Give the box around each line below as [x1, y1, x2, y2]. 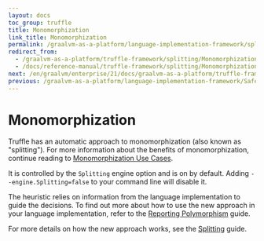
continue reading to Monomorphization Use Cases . [8, 154, 174, 163]
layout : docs [8, 11, 51, 20]
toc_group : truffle [8, 19, 72, 27]
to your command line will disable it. [90, 177, 207, 187]
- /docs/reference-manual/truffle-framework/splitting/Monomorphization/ [15, 63, 262, 71]
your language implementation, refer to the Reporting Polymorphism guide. [8, 209, 251, 218]
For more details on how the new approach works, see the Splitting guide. [8, 225, 247, 234]
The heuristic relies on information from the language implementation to [8, 192, 241, 202]
